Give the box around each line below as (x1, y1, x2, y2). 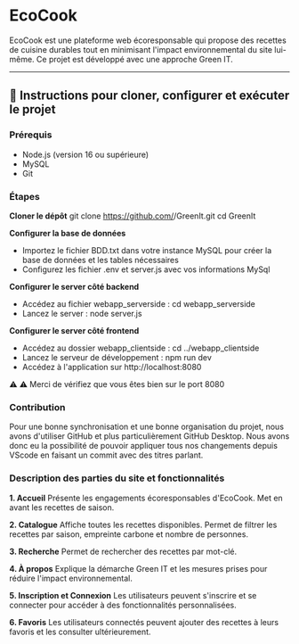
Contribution (9, 400, 66, 413)
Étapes (9, 190, 40, 202)
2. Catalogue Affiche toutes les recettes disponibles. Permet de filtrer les (9, 519, 278, 530)
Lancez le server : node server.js (21, 308, 142, 318)
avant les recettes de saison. (9, 501, 115, 513)
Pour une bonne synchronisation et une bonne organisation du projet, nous (9, 421, 285, 433)
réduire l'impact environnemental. (9, 573, 133, 583)
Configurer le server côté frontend (9, 325, 140, 335)
